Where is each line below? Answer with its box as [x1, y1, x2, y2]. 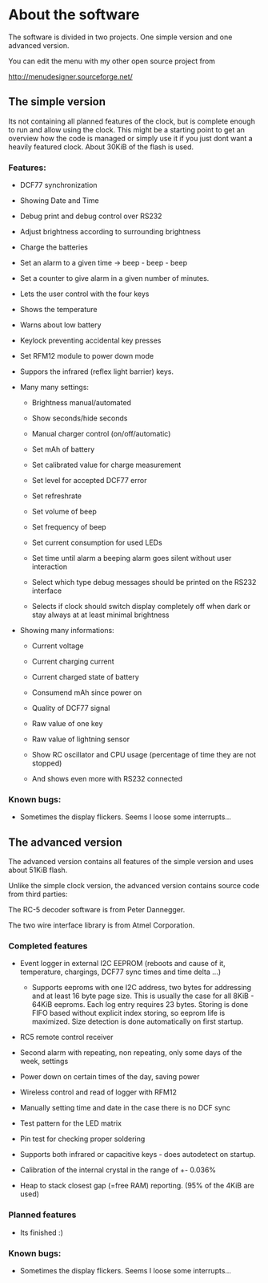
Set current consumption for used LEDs [31, 538, 162, 547]
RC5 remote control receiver [19, 1033, 114, 1042]
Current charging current [31, 656, 114, 667]
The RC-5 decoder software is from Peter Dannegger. [8, 905, 186, 915]
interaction [31, 562, 68, 571]
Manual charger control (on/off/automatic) [31, 429, 171, 439]
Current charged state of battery [31, 672, 140, 682]
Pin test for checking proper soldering [19, 1134, 146, 1144]
